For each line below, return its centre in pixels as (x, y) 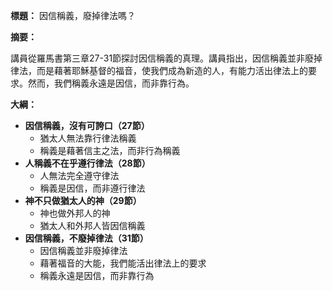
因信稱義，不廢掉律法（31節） (86, 238)
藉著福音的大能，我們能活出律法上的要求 (123, 263)
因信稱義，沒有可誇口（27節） (87, 125)
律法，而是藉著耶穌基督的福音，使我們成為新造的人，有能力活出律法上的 (159, 70)
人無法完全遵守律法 (79, 175)
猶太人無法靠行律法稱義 (88, 138)
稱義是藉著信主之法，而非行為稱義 (110, 150)
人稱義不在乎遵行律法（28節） (87, 163)
